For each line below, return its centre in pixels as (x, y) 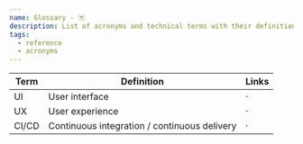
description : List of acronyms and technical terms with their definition (153, 26)
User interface (79, 97)
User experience (83, 112)
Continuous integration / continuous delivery (142, 126)
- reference (40, 43)
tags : (19, 34)
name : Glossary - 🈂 (47, 18)
